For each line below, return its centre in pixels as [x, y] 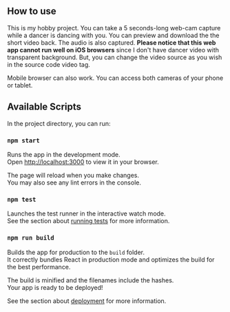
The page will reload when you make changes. [73, 175]
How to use [32, 11]
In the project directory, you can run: [59, 123]
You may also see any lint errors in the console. [74, 183]
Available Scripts [44, 107]
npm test [22, 199]
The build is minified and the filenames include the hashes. [91, 280]
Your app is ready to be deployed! [55, 287]
